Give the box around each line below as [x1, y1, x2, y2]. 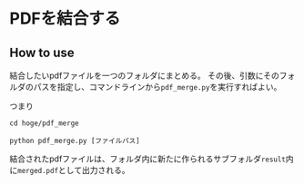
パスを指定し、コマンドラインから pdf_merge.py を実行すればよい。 [33, 82, 282, 92]
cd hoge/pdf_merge [9, 119, 79, 128]
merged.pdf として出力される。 [17, 165, 130, 175]
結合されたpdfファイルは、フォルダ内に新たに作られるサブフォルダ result [9, 153, 287, 164]
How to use [9, 44, 75, 60]
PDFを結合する [9, 8, 121, 29]
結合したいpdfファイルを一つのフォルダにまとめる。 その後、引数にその [9, 70, 279, 81]
